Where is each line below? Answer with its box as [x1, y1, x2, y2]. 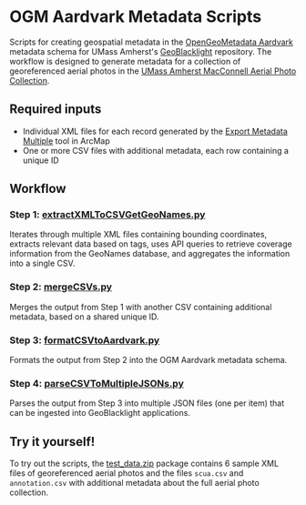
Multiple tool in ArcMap [22, 135, 111, 146]
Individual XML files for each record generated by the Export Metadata [22, 126, 289, 136]
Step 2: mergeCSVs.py [9, 280, 112, 293]
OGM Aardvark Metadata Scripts [9, 6, 262, 27]
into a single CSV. [9, 258, 76, 269]
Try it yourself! [9, 434, 96, 449]
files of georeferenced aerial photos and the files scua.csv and [9, 468, 244, 479]
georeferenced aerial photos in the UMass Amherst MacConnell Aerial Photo [9, 66, 297, 76]
